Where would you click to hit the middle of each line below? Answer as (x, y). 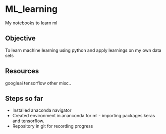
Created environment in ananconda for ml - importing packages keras (83, 116)
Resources (22, 71)
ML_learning (31, 9)
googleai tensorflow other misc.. (38, 83)
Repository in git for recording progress (53, 126)
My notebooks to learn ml (31, 23)
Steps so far (24, 98)
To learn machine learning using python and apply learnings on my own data (83, 50)
